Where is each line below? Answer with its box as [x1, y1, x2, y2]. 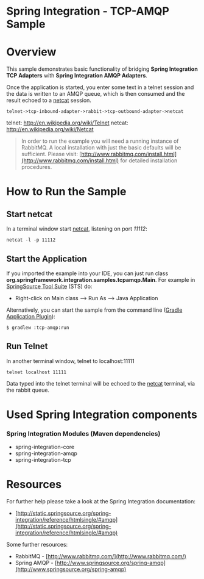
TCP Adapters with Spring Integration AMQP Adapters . [6, 72, 148, 79]
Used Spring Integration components [6, 408, 198, 422]
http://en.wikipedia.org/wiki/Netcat [6, 126, 94, 133]
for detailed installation [120, 157, 178, 164]
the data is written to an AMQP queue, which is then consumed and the [6, 90, 185, 98]
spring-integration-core [15, 444, 75, 451]
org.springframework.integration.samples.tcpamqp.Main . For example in [6, 276, 195, 283]
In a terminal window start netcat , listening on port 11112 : [6, 225, 147, 232]
